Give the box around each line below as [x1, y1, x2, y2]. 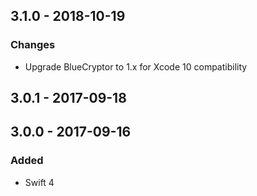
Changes [10, 38, 56, 52]
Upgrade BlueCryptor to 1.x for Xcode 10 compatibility [24, 60, 248, 73]
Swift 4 [24, 176, 55, 188]
